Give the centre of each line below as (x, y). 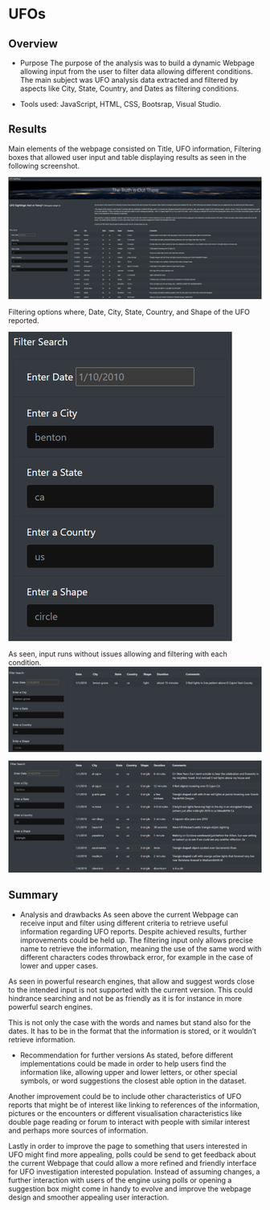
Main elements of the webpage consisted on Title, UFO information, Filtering (135, 149)
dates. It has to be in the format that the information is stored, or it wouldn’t (133, 1031)
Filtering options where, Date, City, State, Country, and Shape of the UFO (129, 312)
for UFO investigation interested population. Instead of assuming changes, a (134, 1171)
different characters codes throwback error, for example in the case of (137, 957)
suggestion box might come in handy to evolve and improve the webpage (130, 1188)
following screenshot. (44, 166)
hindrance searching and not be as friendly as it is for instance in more (125, 998)
